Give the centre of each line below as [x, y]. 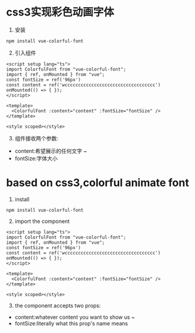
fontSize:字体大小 [36, 158]
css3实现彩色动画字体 [60, 12]
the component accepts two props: [58, 305]
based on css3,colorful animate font [97, 183]
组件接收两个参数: [36, 138]
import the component [42, 221]
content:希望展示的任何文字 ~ [51, 151]
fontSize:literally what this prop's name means [71, 323]
